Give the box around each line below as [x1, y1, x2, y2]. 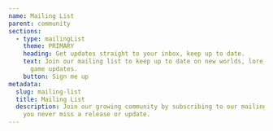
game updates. [29, 65, 79, 73]
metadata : [8, 80, 42, 88]
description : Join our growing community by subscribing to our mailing [15, 103, 267, 111]
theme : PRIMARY [23, 42, 75, 50]
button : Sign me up [23, 72, 89, 81]
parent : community [8, 20, 71, 28]
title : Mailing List [15, 95, 85, 103]
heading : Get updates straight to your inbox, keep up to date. [23, 50, 245, 58]
